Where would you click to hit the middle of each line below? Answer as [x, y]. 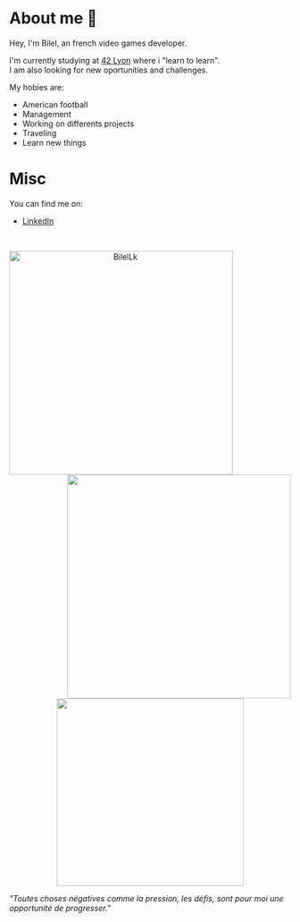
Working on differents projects [78, 124]
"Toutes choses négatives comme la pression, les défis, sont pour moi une [146, 898]
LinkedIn [38, 221]
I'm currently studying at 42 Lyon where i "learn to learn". [115, 60]
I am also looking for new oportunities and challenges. [108, 70]
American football [55, 104]
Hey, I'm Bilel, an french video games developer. [98, 43]
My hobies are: [37, 87]
